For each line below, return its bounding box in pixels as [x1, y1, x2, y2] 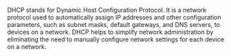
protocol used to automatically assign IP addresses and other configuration [7, 13, 221, 21]
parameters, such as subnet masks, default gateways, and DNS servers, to [7, 21, 220, 28]
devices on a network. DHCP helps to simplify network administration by [7, 28, 214, 36]
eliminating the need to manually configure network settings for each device [7, 35, 225, 44]
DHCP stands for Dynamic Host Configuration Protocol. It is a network [7, 6, 207, 14]
